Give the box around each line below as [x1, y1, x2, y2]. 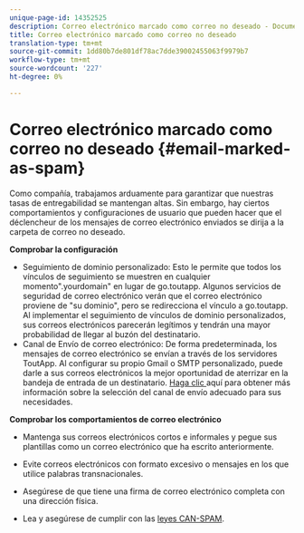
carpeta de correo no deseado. [9, 226, 126, 237]
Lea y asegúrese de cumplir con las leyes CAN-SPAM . [22, 513, 224, 524]
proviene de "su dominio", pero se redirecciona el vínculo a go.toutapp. [22, 300, 289, 311]
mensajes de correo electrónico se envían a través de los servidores [22, 348, 278, 359]
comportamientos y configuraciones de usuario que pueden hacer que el [9, 207, 282, 218]
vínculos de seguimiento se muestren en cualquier [22, 271, 211, 282]
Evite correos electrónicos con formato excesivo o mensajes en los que [22, 459, 290, 470]
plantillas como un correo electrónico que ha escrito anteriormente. [22, 441, 274, 451]
